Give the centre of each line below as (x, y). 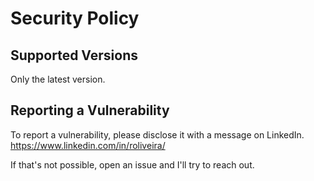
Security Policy (75, 18)
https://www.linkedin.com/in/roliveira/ (88, 145)
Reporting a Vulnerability (90, 110)
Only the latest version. (58, 79)
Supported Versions (74, 55)
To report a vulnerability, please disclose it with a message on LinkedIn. (157, 134)
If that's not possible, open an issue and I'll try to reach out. (132, 164)
